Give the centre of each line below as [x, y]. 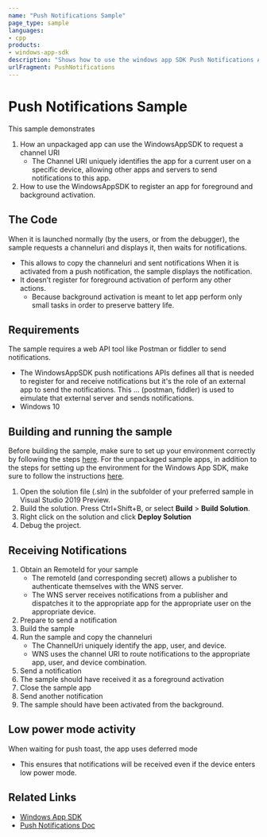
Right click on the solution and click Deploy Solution [106, 517]
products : [25, 45]
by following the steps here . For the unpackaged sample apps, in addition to [132, 459]
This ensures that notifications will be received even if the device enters [137, 764]
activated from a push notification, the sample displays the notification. [136, 271]
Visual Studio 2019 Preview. [65, 500]
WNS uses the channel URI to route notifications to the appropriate [141, 653]
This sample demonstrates [52, 129]
